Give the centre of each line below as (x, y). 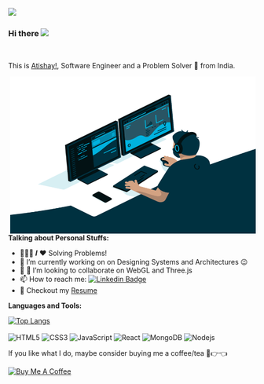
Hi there (24, 33)
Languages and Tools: (45, 305)
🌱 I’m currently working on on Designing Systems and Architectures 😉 (134, 262)
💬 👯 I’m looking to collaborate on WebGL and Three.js (106, 270)
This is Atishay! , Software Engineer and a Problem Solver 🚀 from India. (122, 66)
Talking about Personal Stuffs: (59, 238)
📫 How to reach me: (53, 280)
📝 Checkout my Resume (59, 291)
